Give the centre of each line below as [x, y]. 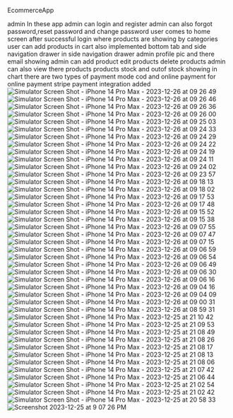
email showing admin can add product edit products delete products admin [116, 62]
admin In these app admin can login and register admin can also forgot [110, 24]
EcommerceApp [31, 10]
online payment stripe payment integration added [79, 84]
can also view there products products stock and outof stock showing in [112, 69]
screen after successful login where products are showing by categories [113, 39]
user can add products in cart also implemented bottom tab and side [107, 46]
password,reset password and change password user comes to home [109, 31]
